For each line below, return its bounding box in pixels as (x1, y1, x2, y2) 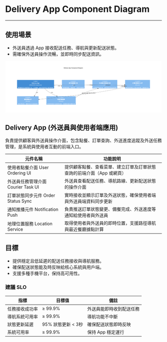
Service (7, 226, 23, 232)
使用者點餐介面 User (7, 164, 49, 170)
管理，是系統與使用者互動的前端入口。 (5, 144, 83, 150)
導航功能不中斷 (87, 313, 118, 319)
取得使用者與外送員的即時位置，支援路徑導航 (64, 220, 156, 226)
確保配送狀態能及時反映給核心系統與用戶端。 (12, 264, 104, 270)
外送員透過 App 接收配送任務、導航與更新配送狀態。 (12, 45, 119, 51)
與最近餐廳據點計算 (64, 226, 104, 232)
